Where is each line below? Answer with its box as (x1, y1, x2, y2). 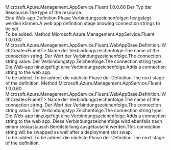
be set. (5, 26, 20, 32)
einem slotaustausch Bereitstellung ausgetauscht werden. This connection (5, 124, 161, 130)
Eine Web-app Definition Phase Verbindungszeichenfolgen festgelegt (5, 15, 152, 21)
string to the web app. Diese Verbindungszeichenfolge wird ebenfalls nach (5, 118, 162, 124)
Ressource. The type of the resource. (5, 9, 83, 15)
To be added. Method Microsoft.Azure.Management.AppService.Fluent (5, 31, 155, 37)
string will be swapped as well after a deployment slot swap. (5, 129, 132, 135)
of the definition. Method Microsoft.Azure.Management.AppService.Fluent (5, 80, 162, 86)
